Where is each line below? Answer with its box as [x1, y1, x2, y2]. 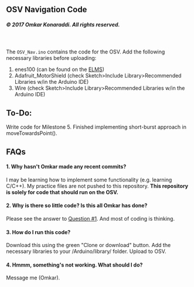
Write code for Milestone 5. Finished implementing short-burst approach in [6, 123, 186, 131]
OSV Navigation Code [6, 5, 87, 15]
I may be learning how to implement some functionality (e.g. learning [6, 176, 172, 183]
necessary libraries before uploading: [6, 55, 97, 62]
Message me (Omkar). [6, 274, 60, 281]
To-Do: [6, 108, 32, 118]
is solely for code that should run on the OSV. [6, 188, 118, 195]
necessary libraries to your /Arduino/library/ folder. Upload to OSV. [6, 248, 166, 255]
